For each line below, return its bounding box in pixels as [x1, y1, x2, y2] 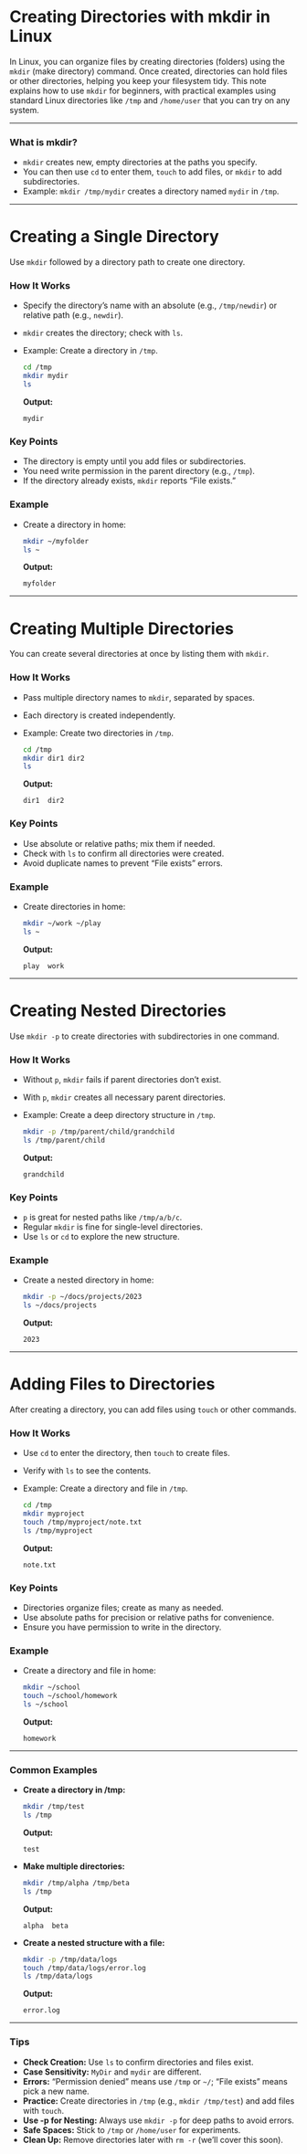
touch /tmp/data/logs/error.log [22, 1963, 146, 1972]
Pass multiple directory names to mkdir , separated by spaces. [22, 692, 256, 702]
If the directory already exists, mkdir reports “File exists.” [22, 475, 236, 486]
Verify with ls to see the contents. [22, 1465, 152, 1476]
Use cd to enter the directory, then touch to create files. [22, 1448, 230, 1459]
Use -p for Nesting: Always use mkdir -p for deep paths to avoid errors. [22, 2115, 295, 2126]
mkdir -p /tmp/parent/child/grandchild [22, 1126, 175, 1136]
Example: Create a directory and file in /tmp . [22, 1483, 189, 1494]
